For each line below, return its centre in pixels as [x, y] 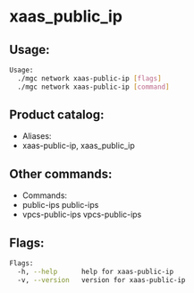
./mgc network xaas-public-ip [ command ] [93, 87]
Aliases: [37, 136]
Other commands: [61, 173]
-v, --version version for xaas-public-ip [101, 280]
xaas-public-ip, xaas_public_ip [79, 146]
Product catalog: [57, 115]
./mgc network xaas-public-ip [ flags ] [90, 78]
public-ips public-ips [60, 205]
